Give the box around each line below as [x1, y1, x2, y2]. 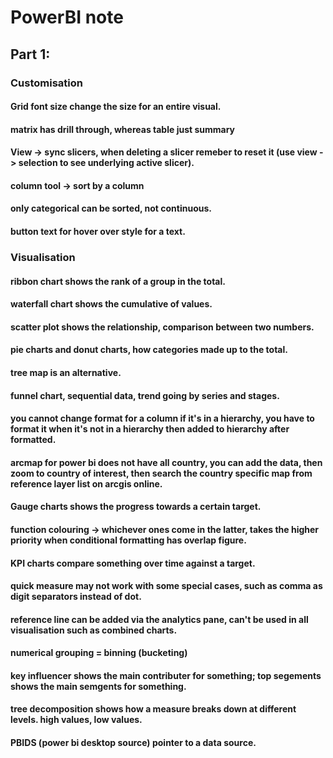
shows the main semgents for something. [10, 680, 187, 692]
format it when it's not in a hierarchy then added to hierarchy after [10, 423, 290, 435]
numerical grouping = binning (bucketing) [10, 647, 188, 659]
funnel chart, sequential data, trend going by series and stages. [10, 389, 280, 401]
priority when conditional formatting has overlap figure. [10, 534, 247, 546]
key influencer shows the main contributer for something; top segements [10, 669, 322, 681]
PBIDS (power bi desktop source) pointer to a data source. [10, 737, 257, 749]
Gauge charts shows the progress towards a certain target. [10, 501, 262, 513]
